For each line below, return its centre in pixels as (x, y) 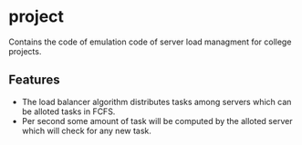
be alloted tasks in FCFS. (68, 111)
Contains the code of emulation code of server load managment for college (150, 42)
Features (34, 80)
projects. (25, 51)
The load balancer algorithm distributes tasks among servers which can (156, 101)
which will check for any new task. (87, 130)
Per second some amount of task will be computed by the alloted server (157, 121)
